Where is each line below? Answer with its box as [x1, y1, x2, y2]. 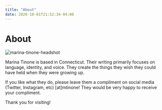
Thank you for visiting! [5, 100, 51, 106]
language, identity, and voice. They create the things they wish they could [5, 64, 156, 70]
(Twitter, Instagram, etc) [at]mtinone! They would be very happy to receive [5, 85, 157, 91]
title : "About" [5, 7, 37, 12]
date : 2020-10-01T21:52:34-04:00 [5, 12, 74, 17]
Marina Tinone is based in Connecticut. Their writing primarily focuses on [5, 59, 155, 65]
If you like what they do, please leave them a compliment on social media [5, 79, 155, 85]
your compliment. [5, 90, 41, 96]
